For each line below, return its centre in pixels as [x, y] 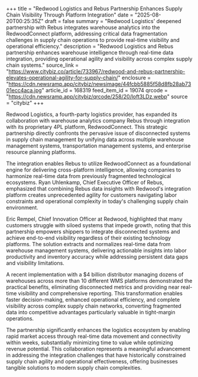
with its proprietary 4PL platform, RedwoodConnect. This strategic [87, 127]
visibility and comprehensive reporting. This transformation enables [100, 293]
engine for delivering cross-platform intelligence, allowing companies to [94, 170]
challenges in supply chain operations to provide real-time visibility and [93, 40]
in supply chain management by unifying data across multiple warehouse [95, 139]
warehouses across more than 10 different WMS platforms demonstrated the [99, 281]
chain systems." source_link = [43, 65]
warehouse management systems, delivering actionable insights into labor [97, 250]
